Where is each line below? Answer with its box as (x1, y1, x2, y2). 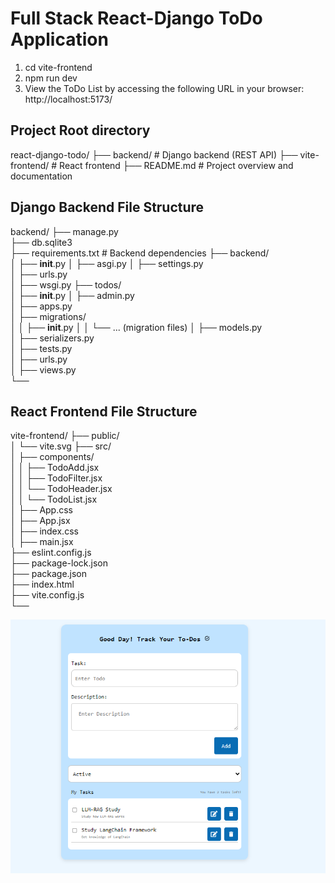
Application (10, 28, 109, 51)
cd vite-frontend (24, 61, 93, 73)
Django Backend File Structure (10, 199, 205, 216)
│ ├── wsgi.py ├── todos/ (10, 278, 122, 291)
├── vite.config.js (10, 589, 85, 601)
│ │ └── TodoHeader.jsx (10, 483, 113, 495)
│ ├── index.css (10, 525, 79, 537)
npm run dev (24, 72, 78, 84)
